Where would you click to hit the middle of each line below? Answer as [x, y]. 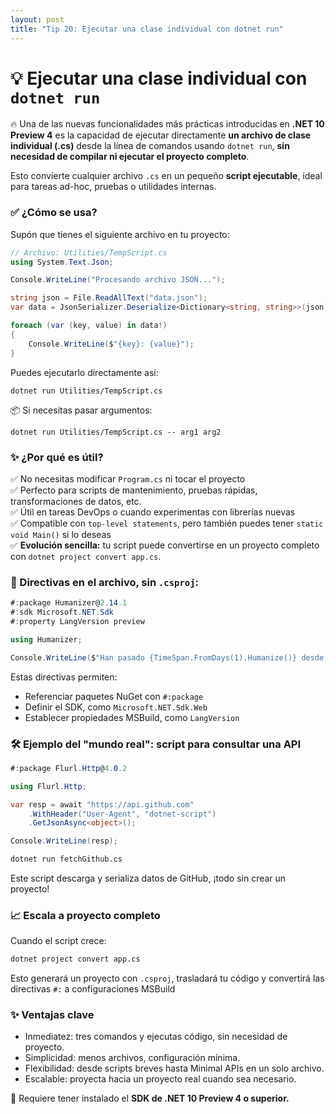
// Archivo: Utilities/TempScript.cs [89, 252]
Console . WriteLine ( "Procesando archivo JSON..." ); [118, 280]
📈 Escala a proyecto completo [85, 915]
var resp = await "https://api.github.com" [102, 804]
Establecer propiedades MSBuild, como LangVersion [132, 717]
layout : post [37, 19]
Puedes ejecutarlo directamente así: [84, 372]
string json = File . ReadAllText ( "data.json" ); [109, 298]
